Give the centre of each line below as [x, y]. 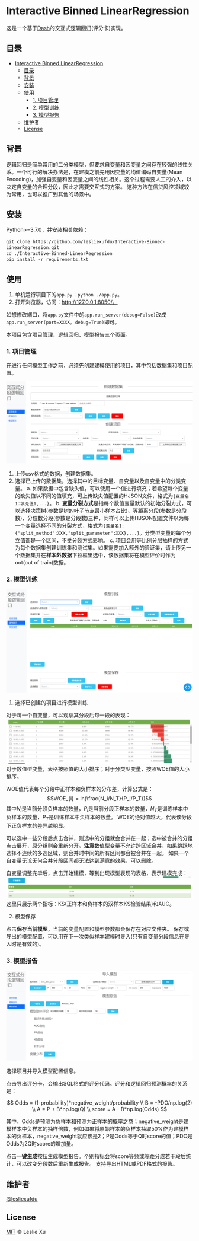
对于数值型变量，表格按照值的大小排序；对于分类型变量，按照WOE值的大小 [98, 769]
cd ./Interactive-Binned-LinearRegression [59, 254]
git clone [18, 242]
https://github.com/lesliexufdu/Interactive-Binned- [99, 242]
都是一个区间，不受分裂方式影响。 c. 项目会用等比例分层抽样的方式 [107, 540]
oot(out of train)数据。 [42, 562]
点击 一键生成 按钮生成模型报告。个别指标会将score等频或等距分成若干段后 [96, 1156]
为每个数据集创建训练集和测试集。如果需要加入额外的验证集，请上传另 [100, 547]
